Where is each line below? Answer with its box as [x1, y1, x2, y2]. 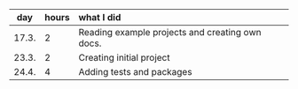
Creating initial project [78, 52, 170, 63]
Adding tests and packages [78, 66, 192, 78]
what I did [78, 11, 122, 23]
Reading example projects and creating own [78, 26, 262, 38]
